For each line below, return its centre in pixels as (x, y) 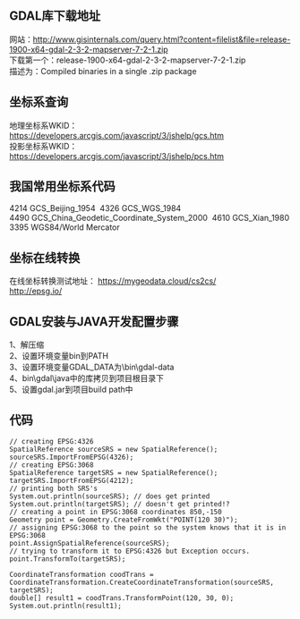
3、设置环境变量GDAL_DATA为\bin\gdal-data (92, 367)
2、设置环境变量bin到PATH (59, 356)
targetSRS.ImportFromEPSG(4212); (72, 480)
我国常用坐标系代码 (62, 187)
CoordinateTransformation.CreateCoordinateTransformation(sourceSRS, (142, 582)
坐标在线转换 (45, 258)
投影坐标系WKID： (43, 146)
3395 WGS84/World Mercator (65, 227)
